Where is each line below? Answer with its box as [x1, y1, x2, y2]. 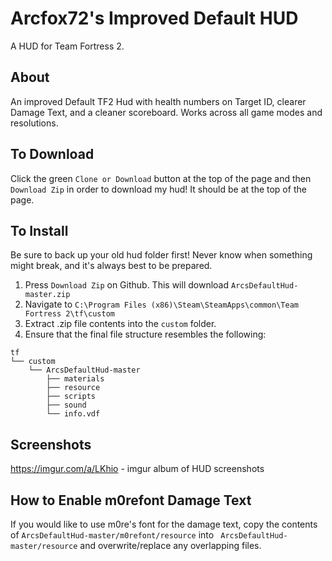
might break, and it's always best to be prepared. [10, 260, 213, 272]
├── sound [46, 400, 87, 411]
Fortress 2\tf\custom [24, 309, 115, 319]
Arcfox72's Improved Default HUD [10, 7, 299, 30]
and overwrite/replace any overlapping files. [79, 540, 262, 551]
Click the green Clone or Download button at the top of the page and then [10, 172, 312, 184]
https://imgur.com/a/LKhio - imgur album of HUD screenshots [10, 463, 265, 475]
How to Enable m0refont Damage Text [10, 492, 252, 509]
